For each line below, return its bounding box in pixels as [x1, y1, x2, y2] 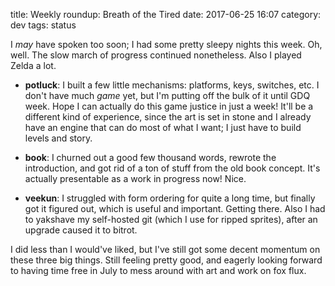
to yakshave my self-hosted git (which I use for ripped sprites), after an [24, 214, 318, 225]
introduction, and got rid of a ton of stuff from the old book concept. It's [24, 162, 321, 174]
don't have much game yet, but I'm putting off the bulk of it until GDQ [24, 90, 311, 101]
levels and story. [24, 132, 93, 144]
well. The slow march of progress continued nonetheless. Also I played [10, 49, 302, 61]
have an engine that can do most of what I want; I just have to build [24, 122, 302, 133]
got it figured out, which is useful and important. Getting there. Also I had [24, 203, 326, 214]
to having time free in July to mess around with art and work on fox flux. [10, 265, 307, 276]
